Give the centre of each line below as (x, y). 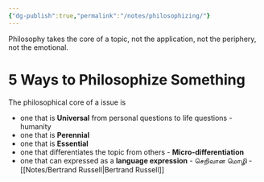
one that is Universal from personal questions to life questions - (126, 118)
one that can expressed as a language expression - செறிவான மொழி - (136, 160)
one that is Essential (54, 143)
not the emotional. (38, 47)
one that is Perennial (55, 134)
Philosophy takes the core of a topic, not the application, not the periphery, (132, 39)
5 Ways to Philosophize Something (127, 79)
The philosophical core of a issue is (67, 102)
